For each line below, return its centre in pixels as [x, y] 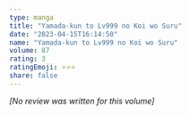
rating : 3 [28, 59]
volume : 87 [30, 51]
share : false [34, 76]
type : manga [31, 17]
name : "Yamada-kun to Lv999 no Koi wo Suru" [94, 42]
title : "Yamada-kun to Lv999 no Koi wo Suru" [95, 26]
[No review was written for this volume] [82, 101]
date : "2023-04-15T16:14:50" [64, 34]
